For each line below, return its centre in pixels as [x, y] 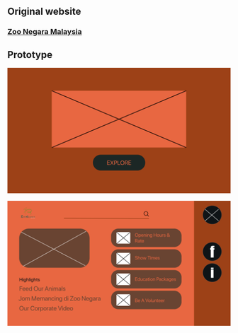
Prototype [30, 55]
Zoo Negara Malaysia [45, 32]
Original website [44, 12]
